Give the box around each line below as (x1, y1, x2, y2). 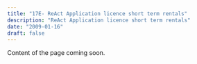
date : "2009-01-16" (7, 23, 64, 30)
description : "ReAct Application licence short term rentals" (7, 17, 191, 24)
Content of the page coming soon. (7, 49, 105, 57)
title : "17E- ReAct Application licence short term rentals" (7, 10, 188, 17)
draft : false (7, 29, 45, 37)
